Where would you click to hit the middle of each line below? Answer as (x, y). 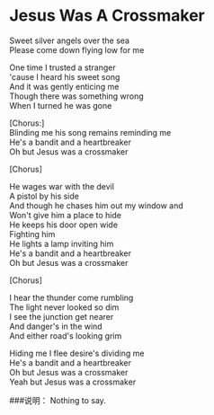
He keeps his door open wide (64, 225)
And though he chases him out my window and (97, 205)
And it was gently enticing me (64, 86)
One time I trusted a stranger (62, 67)
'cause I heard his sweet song (65, 76)
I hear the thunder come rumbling (71, 297)
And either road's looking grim (66, 336)
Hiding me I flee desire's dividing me (77, 353)
